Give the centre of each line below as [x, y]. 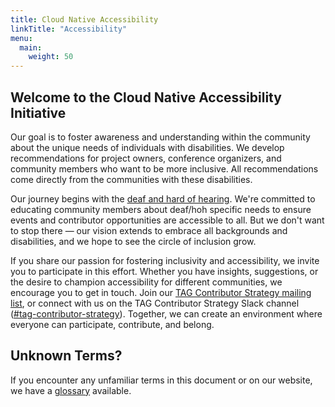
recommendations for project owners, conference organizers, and [146, 158]
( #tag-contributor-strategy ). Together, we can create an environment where [166, 313]
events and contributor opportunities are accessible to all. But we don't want [167, 220]
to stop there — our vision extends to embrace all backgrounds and [149, 230]
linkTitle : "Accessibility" [69, 29]
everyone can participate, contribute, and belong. [112, 324]
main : [31, 47]
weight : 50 [51, 57]
